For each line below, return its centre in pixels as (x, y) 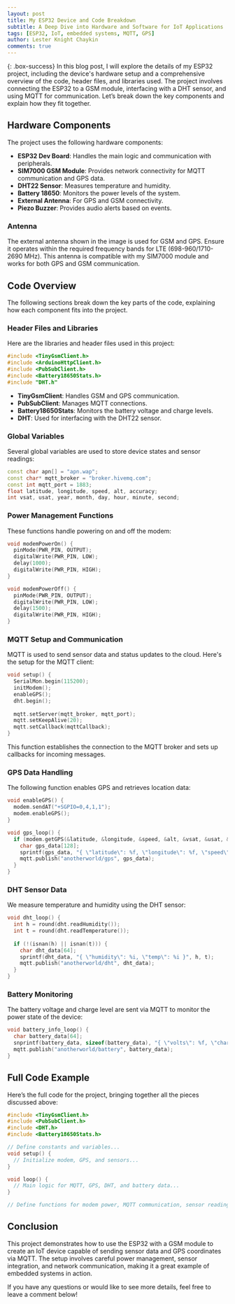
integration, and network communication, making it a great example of (108, 1265)
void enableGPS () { (36, 800)
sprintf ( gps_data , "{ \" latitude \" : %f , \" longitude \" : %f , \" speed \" (125, 852)
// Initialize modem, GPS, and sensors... (76, 1160)
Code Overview (42, 285)
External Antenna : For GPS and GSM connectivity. (90, 200)
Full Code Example (48, 1078)
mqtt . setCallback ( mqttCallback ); (62, 727)
